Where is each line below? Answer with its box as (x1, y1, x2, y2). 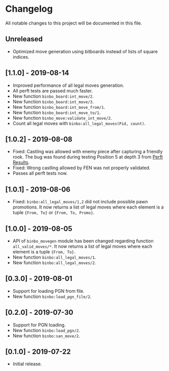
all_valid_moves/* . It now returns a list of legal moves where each (12, 243, 153, 249)
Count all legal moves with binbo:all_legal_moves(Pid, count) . (12, 120, 146, 126)
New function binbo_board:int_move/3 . (12, 98, 94, 105)
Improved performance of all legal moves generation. (12, 82, 125, 88)
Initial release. (12, 361, 42, 367)
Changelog (5, 3, 53, 15)
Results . (12, 159, 30, 166)
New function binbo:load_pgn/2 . (12, 327, 80, 333)
